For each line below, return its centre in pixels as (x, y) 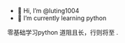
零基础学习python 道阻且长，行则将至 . (63, 32)
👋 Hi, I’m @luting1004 (48, 11)
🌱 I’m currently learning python (62, 18)
